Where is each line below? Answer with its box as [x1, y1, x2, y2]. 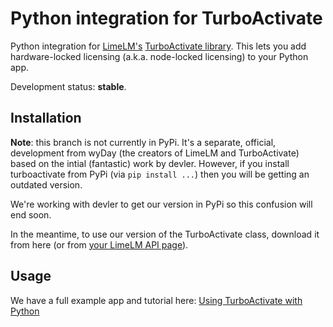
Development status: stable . [10, 80, 127, 92]
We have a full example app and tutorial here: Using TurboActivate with [10, 294, 303, 306]
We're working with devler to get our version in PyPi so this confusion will [10, 198, 313, 210]
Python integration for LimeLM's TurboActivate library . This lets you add [10, 40, 307, 52]
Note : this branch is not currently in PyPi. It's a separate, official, [10, 136, 277, 148]
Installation [10, 110, 82, 127]
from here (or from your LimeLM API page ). [10, 238, 189, 251]
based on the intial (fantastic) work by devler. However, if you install [10, 157, 290, 169]
